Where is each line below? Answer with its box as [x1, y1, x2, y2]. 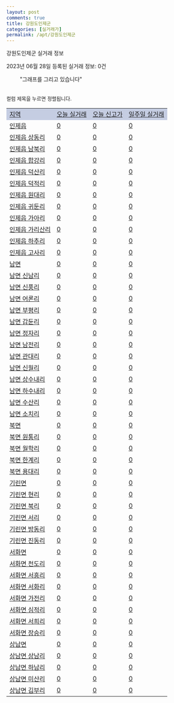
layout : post [6, 9, 40, 15]
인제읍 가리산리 [9, 226, 51, 234]
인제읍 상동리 [9, 133, 45, 142]
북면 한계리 [9, 456, 40, 465]
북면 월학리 [9, 444, 40, 453]
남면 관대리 [9, 352, 40, 361]
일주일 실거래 [128, 110, 164, 119]
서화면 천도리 [9, 560, 45, 568]
